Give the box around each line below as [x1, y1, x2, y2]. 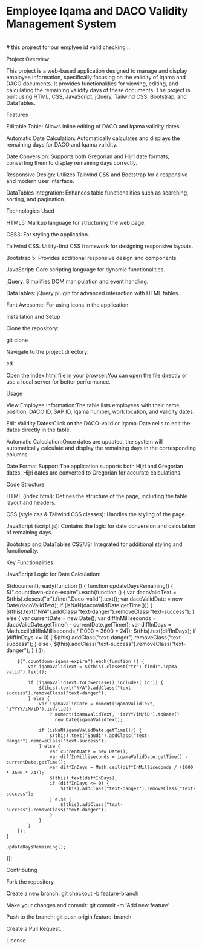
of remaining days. [6, 528, 53, 536]
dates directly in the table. [6, 426, 71, 433]
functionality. [6, 547, 39, 554]
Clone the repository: [6, 324, 59, 331]
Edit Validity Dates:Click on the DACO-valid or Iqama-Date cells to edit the [6, 419, 191, 427]
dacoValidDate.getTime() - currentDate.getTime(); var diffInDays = [6, 621, 172, 628]
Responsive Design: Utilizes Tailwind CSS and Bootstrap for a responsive [6, 171, 188, 178]
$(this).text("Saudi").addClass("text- [49, 732, 150, 739]
